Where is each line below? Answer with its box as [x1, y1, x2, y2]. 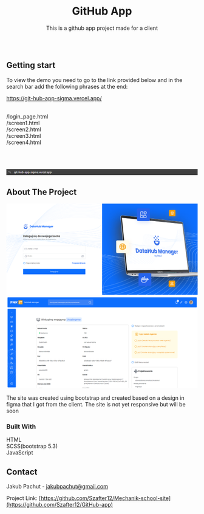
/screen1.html [6, 119, 40, 126]
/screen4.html [6, 139, 41, 146]
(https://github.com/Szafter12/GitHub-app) [6, 501, 114, 509]
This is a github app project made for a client [46, 24, 158, 32]
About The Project [6, 187, 77, 197]
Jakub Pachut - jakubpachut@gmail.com [6, 483, 108, 490]
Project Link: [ [6, 495, 41, 502]
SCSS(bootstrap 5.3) [6, 442, 58, 450]
